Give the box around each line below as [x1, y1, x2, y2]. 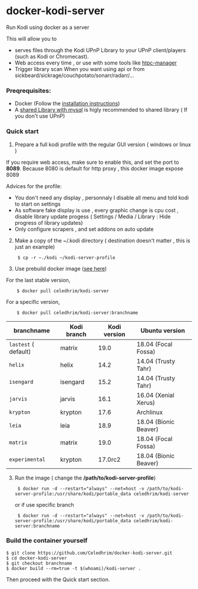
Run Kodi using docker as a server [6, 24, 90, 31]
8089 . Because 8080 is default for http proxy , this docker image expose [6, 164, 184, 172]
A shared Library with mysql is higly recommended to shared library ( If [14, 106, 187, 114]
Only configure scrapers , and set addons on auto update [14, 225, 154, 232]
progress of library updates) [14, 219, 83, 226]
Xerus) [136, 398, 156, 406]
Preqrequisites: [6, 86, 51, 95]
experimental [9, 456, 46, 462]
